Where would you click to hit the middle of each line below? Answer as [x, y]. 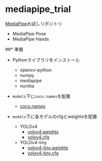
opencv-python [36, 70]
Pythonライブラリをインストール [46, 60]
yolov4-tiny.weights [48, 147]
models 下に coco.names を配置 [41, 96]
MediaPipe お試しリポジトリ [34, 23]
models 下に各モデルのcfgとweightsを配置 [55, 116]
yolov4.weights [43, 131]
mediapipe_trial [38, 9]
